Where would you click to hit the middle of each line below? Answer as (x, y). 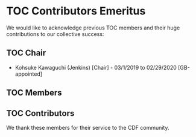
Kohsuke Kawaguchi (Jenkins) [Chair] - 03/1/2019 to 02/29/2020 (96, 67)
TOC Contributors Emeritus (76, 11)
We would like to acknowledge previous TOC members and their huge (93, 28)
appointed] (29, 74)
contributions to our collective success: (55, 34)
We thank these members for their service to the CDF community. (88, 127)
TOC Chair (26, 53)
